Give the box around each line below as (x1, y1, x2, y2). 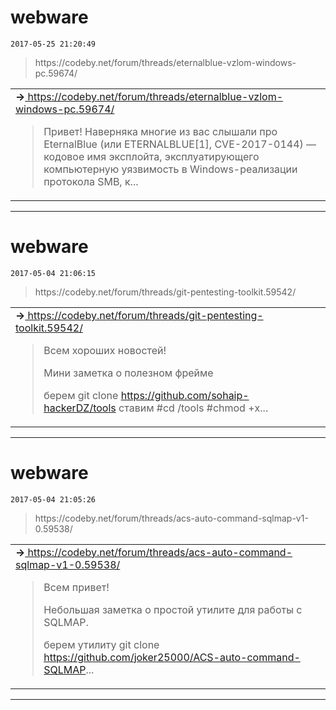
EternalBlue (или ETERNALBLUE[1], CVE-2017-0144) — (43, 137, 317, 151)
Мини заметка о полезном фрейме (43, 366, 214, 380)
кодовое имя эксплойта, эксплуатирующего (43, 149, 260, 163)
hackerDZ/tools (43, 401, 117, 415)
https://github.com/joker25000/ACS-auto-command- (43, 650, 301, 664)
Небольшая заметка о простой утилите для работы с (43, 602, 303, 616)
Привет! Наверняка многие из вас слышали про (43, 124, 278, 138)
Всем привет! (43, 580, 110, 594)
